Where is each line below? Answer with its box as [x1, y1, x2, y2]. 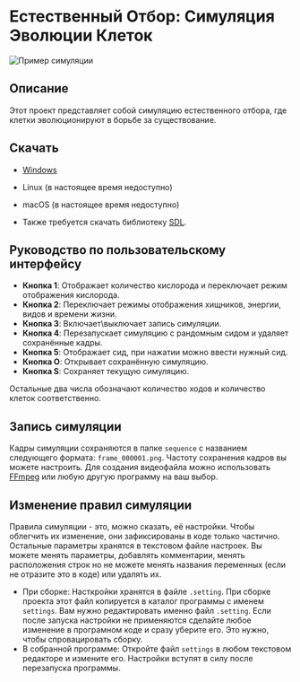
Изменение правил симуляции [9, 497, 193, 512]
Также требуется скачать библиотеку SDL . [21, 216, 187, 227]
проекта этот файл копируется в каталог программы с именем [21, 596, 264, 607]
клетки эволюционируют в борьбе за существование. [9, 114, 217, 125]
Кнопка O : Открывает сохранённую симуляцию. [21, 356, 209, 367]
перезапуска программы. [21, 662, 121, 673]
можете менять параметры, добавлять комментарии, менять [9, 550, 245, 560]
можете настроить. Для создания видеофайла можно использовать [9, 462, 271, 473]
